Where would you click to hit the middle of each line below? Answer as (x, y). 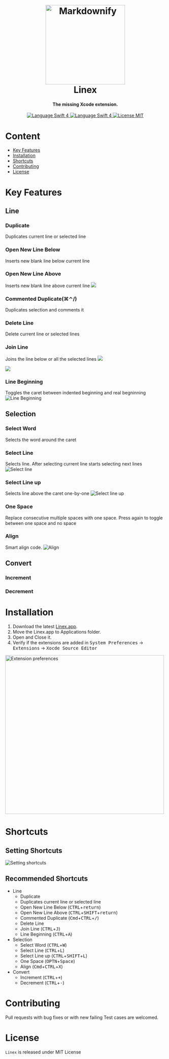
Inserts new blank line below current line (47, 261)
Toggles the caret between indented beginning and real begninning (76, 392)
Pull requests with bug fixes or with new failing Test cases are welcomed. (82, 1017)
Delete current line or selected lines (42, 334)
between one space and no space (41, 523)
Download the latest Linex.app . (45, 627)
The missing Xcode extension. (85, 104)
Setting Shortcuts (34, 850)
